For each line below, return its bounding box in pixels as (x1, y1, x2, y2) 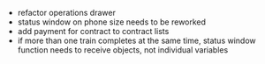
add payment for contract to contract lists (17, 26, 170, 36)
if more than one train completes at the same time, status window (17, 35, 256, 46)
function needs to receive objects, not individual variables (17, 45, 229, 55)
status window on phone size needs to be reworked (17, 17, 206, 27)
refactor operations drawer (17, 8, 117, 18)
